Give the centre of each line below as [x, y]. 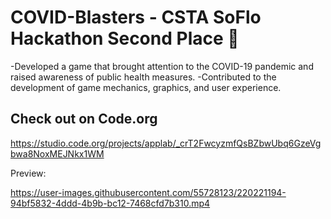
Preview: [28, 173]
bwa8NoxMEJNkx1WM [57, 153]
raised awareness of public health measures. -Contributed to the [143, 77]
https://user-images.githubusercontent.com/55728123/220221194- [148, 192]
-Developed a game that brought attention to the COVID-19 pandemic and [162, 66]
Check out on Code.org [84, 119]
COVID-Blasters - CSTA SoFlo [136, 17]
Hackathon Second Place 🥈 [125, 38]
